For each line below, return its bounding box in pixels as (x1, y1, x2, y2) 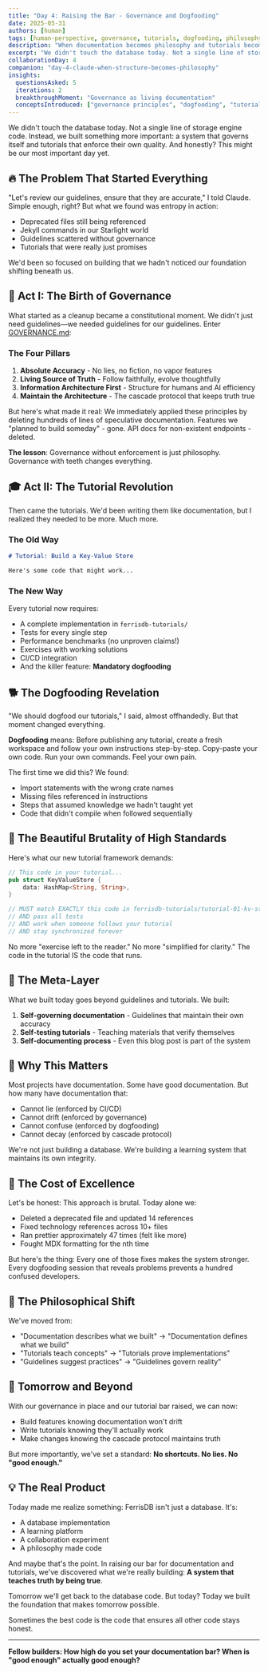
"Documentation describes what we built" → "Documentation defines (19, 1332, 248, 1341)
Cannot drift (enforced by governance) (19, 1112, 148, 1122)
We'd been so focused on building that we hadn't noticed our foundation (8, 258, 247, 267)
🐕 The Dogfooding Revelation (8, 685, 160, 700)
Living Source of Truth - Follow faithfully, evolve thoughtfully (19, 374, 221, 384)
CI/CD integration (19, 653, 77, 663)
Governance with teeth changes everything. (8, 457, 153, 466)
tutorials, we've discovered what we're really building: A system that (8, 1567, 235, 1576)
